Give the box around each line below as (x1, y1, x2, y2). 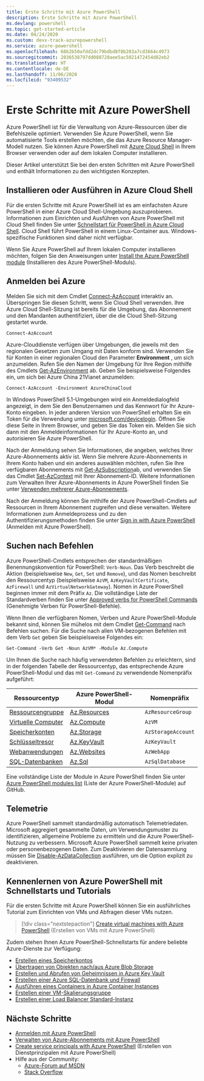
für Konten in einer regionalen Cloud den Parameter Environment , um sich (6, 354, 194, 361)
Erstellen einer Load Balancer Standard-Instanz (15, 996, 134, 1003)
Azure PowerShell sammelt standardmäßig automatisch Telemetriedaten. (6, 819, 189, 827)
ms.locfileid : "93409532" (6, 77, 72, 83)
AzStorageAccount (144, 728, 195, 735)
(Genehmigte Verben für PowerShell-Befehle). (6, 602, 121, 610)
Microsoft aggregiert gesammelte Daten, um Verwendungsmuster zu (6, 826, 178, 833)
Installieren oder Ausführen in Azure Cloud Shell (6, 185, 193, 196)
